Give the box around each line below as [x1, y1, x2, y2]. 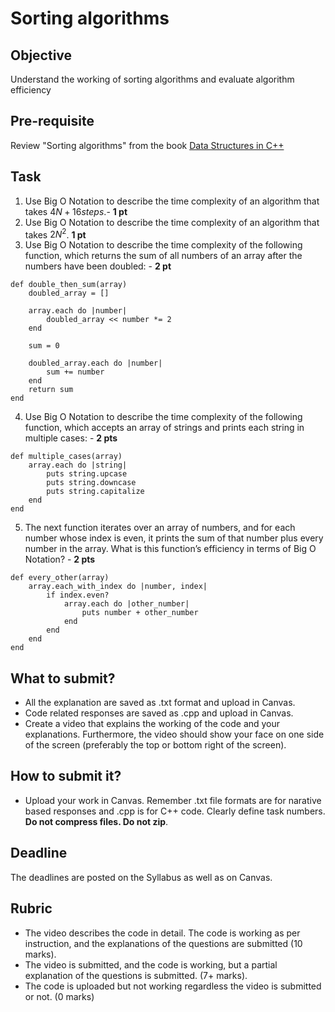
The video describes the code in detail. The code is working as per [24, 927, 301, 939]
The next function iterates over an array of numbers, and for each [24, 522, 296, 534]
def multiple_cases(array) [10, 452, 123, 462]
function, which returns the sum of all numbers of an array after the [24, 250, 303, 262]
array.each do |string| [28, 460, 128, 471]
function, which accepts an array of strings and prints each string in [24, 422, 305, 434]
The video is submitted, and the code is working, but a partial [24, 958, 278, 971]
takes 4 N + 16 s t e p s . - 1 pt [24, 205, 128, 217]
